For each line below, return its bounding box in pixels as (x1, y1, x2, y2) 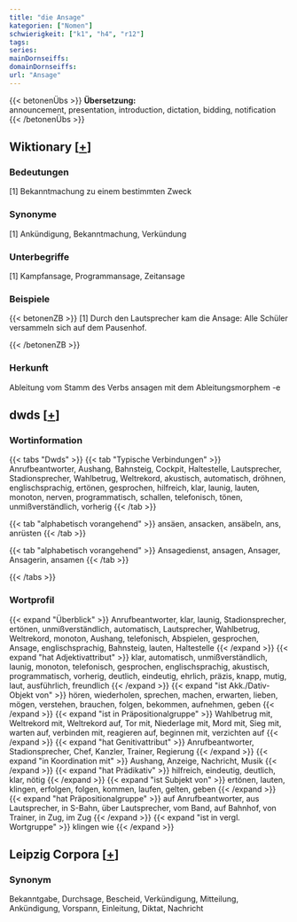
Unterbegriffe (9, 250, 69, 262)
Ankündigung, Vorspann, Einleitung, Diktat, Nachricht (9, 903, 204, 914)
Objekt (9, 689, 34, 700)
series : (9, 46, 38, 55)
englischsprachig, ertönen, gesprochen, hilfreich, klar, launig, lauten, (9, 482, 260, 493)
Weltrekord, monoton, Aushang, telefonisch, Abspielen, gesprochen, (9, 633, 259, 644)
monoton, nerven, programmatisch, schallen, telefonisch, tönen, (9, 492, 243, 503)
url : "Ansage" (9, 71, 62, 80)
